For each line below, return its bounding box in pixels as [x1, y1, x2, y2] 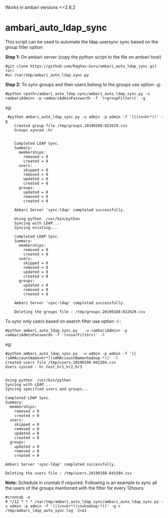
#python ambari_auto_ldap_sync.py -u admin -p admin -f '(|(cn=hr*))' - [7, 114, 164, 119]
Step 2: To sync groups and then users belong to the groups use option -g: [5, 81, 161, 88]
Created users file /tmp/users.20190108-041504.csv [5, 360, 116, 365]
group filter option [5, 44, 43, 50]
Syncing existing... [14, 225, 58, 230]
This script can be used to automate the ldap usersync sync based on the [5, 38, 158, 45]
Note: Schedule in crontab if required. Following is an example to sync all [5, 480, 157, 486]
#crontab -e [5, 495, 30, 500]
